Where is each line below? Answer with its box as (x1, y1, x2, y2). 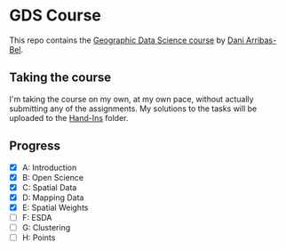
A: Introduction (21, 162, 77, 173)
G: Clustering (21, 222, 71, 232)
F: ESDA (21, 212, 52, 222)
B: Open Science (21, 172, 84, 182)
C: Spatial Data (21, 181, 77, 192)
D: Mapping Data (21, 192, 84, 203)
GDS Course (9, 5, 102, 26)
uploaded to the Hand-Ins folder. (9, 112, 129, 123)
